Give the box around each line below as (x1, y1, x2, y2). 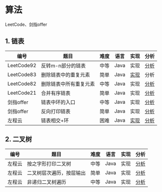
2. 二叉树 (5, 135, 32, 144)
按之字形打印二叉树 (27, 160, 72, 167)
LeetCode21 (7, 89, 37, 96)
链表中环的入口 (41, 98, 76, 105)
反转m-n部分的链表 (41, 62, 86, 69)
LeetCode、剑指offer (5, 21, 47, 27)
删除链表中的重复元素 (41, 71, 90, 78)
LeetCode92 (7, 62, 37, 69)
